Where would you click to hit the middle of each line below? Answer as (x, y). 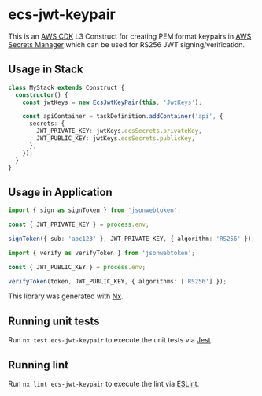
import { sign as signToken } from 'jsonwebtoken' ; (94, 210)
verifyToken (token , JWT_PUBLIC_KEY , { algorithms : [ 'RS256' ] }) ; (117, 281)
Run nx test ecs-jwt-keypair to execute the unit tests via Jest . (111, 340)
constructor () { (42, 95)
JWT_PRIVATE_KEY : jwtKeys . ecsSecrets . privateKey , (119, 131)
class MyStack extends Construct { (66, 87)
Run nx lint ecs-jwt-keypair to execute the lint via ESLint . (104, 384)
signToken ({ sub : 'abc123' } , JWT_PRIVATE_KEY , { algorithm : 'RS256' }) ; (132, 239)
